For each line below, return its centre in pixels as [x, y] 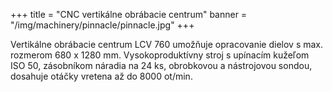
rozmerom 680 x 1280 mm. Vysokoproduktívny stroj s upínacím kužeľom [160, 55]
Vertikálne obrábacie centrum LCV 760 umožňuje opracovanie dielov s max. [167, 44]
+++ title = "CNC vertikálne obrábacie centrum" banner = [129, 14]
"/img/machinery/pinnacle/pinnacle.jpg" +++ [102, 25]
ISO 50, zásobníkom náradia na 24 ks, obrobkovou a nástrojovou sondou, [161, 65]
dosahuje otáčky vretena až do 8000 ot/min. [101, 76]
